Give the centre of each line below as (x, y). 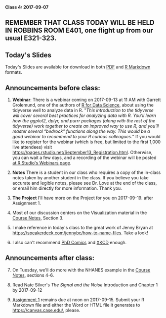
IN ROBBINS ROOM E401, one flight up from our (79, 30)
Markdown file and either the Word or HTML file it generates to (76, 305)
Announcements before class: (53, 88)
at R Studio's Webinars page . (42, 163)
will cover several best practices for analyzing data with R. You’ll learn (84, 115)
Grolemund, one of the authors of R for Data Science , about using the (83, 105)
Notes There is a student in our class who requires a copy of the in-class (86, 172)
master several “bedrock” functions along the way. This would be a (81, 131)
